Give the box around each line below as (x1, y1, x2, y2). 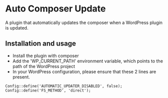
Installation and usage (5, 39, 76, 48)
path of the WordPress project (12, 63, 75, 69)
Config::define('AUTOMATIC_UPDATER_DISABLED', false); (5, 83, 123, 88)
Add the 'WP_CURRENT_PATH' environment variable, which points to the (12, 58, 163, 64)
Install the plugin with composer (12, 52, 79, 58)
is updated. (5, 24, 29, 30)
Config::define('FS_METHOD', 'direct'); (5, 88, 92, 93)
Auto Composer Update (5, 3, 106, 14)
